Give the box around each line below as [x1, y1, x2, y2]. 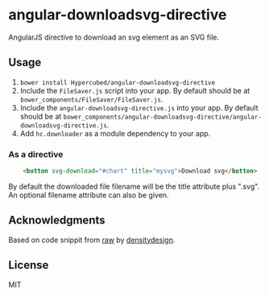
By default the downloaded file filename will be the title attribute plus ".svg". [8, 181, 260, 191]
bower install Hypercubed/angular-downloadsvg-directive [19, 78, 216, 86]
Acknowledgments [8, 214, 106, 227]
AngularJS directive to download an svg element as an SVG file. [8, 32, 220, 42]
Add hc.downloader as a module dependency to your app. [19, 128, 211, 138]
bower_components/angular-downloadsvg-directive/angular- [63, 113, 262, 121]
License [8, 258, 49, 272]
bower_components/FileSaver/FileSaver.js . [19, 94, 163, 104]
